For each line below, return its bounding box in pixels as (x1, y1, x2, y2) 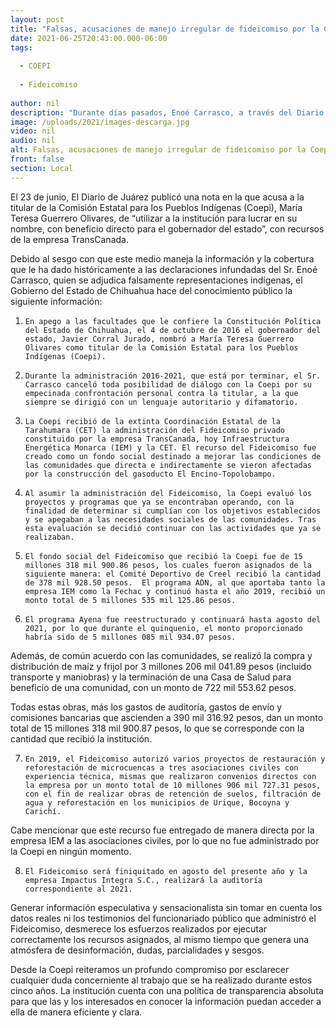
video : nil (10, 126, 56, 136)
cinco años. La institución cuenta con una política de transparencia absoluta (10, 984, 324, 996)
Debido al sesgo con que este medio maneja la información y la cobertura (10, 252, 315, 265)
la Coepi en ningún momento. (10, 845, 132, 857)
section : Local (10, 163, 74, 173)
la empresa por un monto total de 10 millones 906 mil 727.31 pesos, (24, 780, 322, 790)
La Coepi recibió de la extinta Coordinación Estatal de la (24, 416, 281, 426)
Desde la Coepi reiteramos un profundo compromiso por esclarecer (10, 963, 290, 975)
